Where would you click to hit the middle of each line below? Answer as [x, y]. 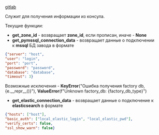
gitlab [11, 7]
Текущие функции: [24, 26]
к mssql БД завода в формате [43, 45]
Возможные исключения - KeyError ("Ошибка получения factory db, [75, 86]
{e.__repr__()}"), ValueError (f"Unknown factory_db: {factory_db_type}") [76, 91]
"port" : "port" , [21, 63]
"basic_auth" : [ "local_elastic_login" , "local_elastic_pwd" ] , [69, 119]
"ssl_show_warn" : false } [30, 128]
